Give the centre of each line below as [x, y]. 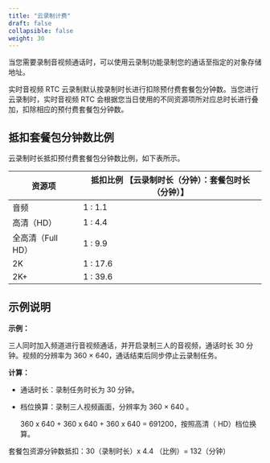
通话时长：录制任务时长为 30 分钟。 [79, 389]
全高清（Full [35, 238]
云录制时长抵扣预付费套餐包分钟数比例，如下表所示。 [96, 159]
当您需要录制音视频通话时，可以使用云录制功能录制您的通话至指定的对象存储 [135, 62]
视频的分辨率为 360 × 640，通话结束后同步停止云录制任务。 [122, 355]
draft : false [30, 23]
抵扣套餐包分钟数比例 [61, 137]
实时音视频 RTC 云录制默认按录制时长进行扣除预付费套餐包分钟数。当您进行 [133, 89]
